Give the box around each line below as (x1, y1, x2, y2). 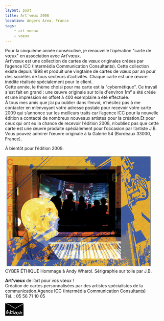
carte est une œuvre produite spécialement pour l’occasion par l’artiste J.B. (5, 126, 157, 131)
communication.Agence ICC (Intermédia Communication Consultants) (5, 288, 146, 294)
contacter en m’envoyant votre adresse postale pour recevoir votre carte (5, 105, 152, 110)
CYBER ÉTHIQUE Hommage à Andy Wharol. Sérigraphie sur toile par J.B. (5, 268, 152, 274)
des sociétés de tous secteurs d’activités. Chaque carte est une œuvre (5, 74, 148, 79)
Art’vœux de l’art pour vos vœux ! (5, 278, 74, 283)
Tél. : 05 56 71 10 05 (5, 293, 46, 299)
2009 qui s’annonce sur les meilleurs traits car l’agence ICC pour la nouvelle (5, 110, 159, 116)
